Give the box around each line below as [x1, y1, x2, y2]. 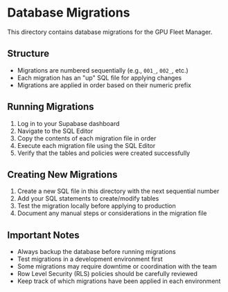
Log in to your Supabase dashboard [17, 119, 120, 127]
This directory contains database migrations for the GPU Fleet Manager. [7, 28, 213, 36]
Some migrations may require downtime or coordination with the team [17, 262, 217, 271]
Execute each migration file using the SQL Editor [17, 141, 156, 149]
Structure [7, 48, 50, 60]
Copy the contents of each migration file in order [17, 134, 157, 143]
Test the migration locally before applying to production [17, 202, 176, 210]
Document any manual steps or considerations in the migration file [17, 209, 207, 217]
